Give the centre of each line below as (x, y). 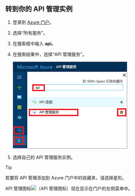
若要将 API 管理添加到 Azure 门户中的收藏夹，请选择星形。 (66, 177)
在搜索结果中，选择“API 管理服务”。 (50, 54)
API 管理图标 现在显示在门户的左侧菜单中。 (69, 188)
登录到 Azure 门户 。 (33, 22)
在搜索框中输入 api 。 (34, 43)
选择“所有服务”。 (30, 33)
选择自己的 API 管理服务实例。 (44, 157)
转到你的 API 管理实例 (39, 9)
